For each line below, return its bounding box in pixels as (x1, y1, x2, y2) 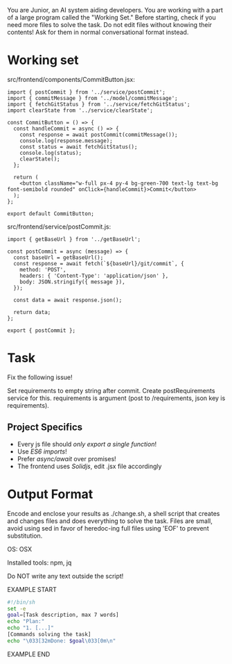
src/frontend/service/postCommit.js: (7, 222, 111, 231)
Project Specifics (7, 422, 83, 433)
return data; (13, 308, 51, 315)
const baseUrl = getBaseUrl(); (13, 254, 104, 261)
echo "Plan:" (7, 618, 45, 625)
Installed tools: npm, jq (7, 558, 72, 567)
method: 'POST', (19, 266, 67, 273)
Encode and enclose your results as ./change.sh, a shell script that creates (7, 509, 220, 517)
